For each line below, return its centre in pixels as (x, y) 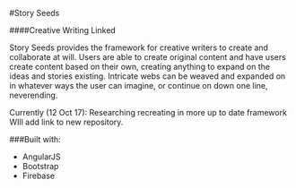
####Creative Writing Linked (63, 30)
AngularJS (41, 157)
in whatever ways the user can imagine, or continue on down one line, (139, 85)
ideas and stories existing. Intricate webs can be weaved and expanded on (148, 76)
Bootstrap (40, 166)
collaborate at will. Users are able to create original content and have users (148, 57)
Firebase (39, 175)
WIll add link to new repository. (66, 122)
